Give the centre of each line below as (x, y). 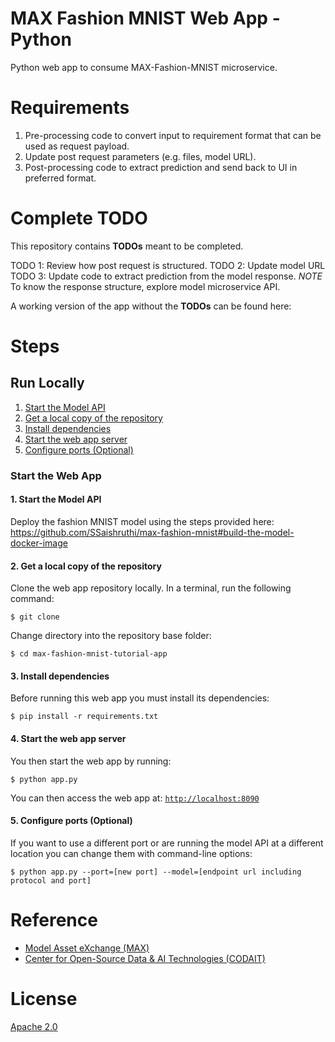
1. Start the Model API (56, 499)
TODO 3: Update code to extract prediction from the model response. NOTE (166, 276)
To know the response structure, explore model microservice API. (145, 286)
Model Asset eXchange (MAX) (87, 948)
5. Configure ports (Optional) (71, 821)
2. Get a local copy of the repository (86, 566)
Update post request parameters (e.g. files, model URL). (140, 156)
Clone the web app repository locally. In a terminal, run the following (151, 588)
